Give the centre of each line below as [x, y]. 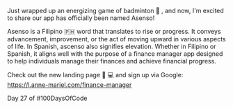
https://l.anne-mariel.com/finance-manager [70, 85]
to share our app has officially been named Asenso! [81, 18]
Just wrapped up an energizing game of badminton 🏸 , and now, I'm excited [115, 11]
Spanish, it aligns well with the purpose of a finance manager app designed [115, 54]
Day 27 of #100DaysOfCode [47, 98]
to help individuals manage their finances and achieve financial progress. [112, 61]
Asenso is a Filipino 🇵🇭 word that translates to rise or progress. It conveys [114, 31]
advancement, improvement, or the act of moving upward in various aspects [116, 39]
